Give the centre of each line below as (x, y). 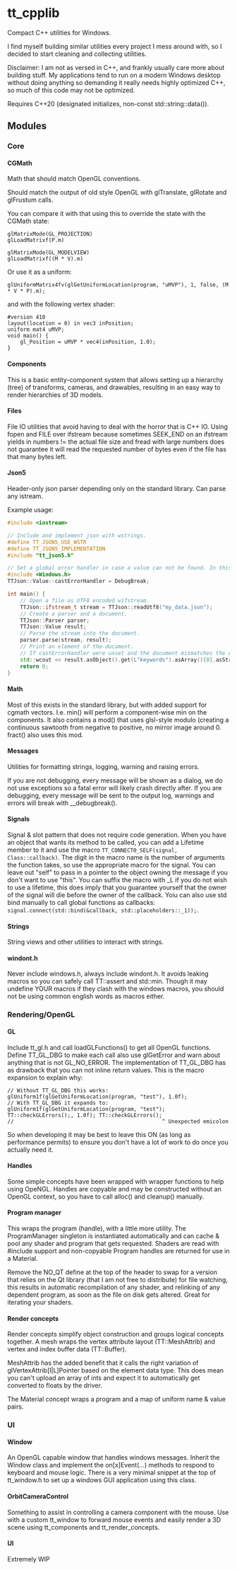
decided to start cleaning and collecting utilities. (77, 54)
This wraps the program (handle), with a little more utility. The (97, 1228)
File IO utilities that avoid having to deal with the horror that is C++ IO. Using (117, 427)
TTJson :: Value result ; (53, 627)
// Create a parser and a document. (74, 613)
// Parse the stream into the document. (80, 634)
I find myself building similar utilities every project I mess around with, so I (115, 46)
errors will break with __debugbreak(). (62, 803)
